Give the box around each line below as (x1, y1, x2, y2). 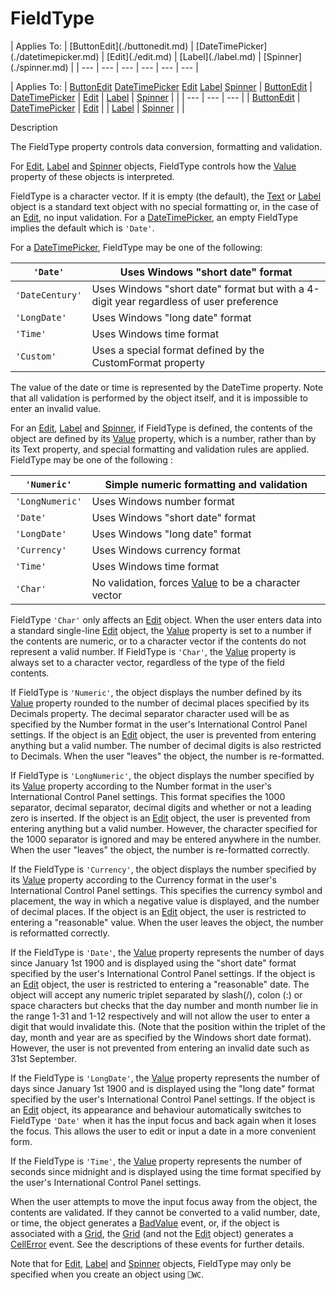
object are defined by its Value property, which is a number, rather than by (10, 432, 317, 444)
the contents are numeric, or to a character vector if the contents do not (10, 635, 307, 647)
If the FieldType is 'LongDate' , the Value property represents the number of (10, 1072, 320, 1084)
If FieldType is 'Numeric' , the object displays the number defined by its (10, 686, 302, 698)
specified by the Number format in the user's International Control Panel (10, 718, 308, 730)
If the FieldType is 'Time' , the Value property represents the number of (10, 1155, 303, 1167)
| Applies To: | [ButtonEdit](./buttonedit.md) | (10, 40, 194, 52)
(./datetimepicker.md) (10, 50, 100, 62)
